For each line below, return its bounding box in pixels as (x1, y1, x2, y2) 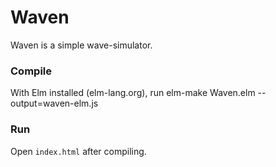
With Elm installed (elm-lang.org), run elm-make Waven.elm (10, 87, 256, 99)
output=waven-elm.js (10, 97, 99, 110)
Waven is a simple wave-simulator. (10, 39, 153, 51)
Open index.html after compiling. (10, 145, 147, 157)
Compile (10, 64, 52, 78)
